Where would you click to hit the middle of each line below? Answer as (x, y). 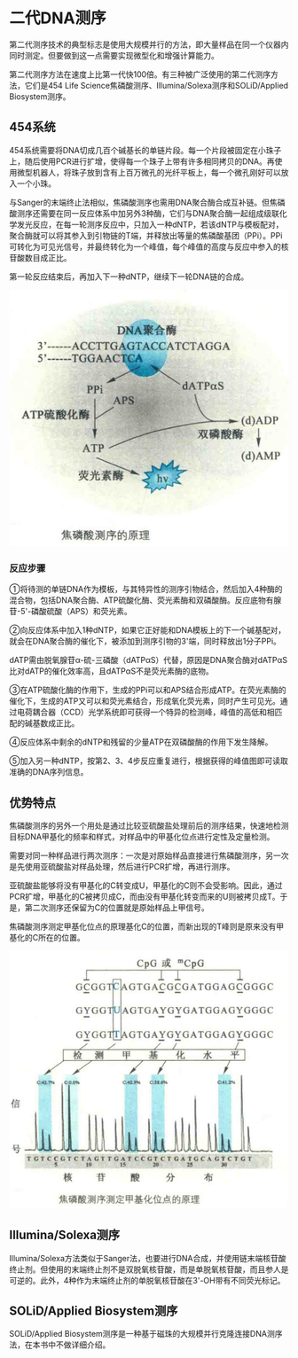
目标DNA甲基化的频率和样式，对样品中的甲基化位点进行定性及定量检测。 (142, 837)
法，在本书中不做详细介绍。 (60, 1345)
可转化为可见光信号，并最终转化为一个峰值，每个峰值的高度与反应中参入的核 (149, 246)
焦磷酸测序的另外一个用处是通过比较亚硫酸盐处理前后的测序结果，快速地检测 (149, 826)
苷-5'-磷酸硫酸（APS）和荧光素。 (71, 612)
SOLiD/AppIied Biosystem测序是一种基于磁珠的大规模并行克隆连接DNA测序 (146, 1334)
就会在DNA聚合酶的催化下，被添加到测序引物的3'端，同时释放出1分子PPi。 (145, 641)
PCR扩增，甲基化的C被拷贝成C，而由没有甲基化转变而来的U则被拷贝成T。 (145, 897)
